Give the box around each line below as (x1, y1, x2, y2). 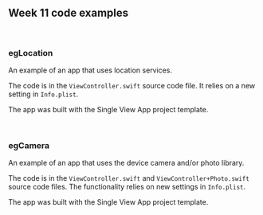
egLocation (8, 47, 53, 58)
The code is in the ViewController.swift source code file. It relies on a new (8, 81, 256, 91)
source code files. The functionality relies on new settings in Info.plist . (8, 182, 246, 192)
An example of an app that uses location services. (8, 65, 173, 75)
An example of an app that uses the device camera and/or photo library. (8, 158, 245, 168)
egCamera (8, 140, 50, 151)
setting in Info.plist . (8, 89, 79, 99)
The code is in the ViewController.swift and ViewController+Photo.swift (8, 174, 249, 183)
